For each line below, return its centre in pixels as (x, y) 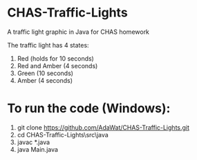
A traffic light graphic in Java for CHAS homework (78, 32)
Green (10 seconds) (45, 73)
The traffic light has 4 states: (48, 45)
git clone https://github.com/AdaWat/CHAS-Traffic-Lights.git (103, 127)
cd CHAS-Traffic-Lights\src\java (63, 134)
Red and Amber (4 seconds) (57, 66)
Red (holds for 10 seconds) (56, 58)
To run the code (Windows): (89, 109)
